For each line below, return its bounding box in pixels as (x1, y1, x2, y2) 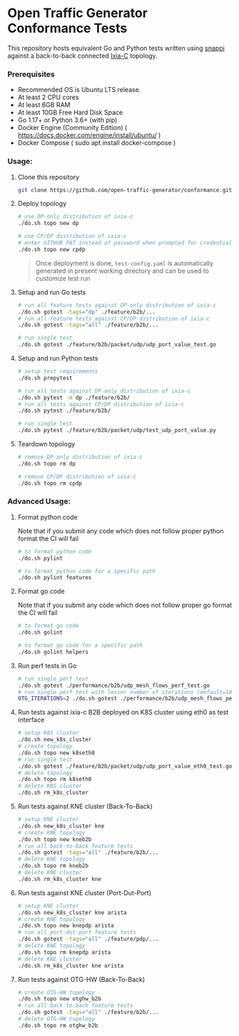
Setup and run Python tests (17, 354, 98, 363)
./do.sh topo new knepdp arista (17, 922, 114, 930)
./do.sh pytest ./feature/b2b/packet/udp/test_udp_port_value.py (17, 427, 216, 434)
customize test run (35, 273, 91, 283)
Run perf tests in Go (17, 661, 77, 670)
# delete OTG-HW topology (17, 1015, 95, 1022)
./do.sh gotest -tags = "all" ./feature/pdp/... (17, 935, 159, 943)
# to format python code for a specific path (17, 568, 156, 575)
